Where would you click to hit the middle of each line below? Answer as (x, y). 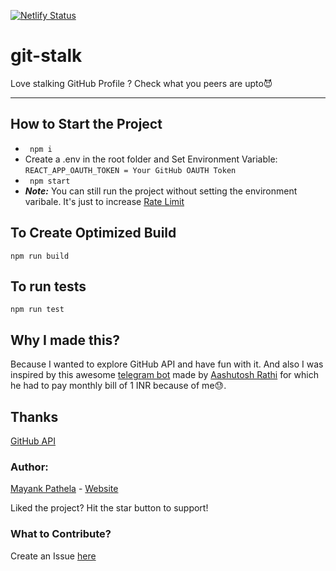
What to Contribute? (61, 534)
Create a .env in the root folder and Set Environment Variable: (151, 159)
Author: (29, 467)
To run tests (48, 286)
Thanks (34, 416)
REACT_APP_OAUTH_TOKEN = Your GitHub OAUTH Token (130, 170)
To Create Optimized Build (93, 233)
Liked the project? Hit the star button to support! (109, 508)
